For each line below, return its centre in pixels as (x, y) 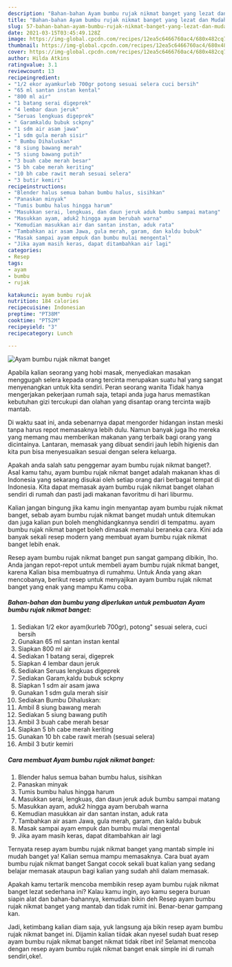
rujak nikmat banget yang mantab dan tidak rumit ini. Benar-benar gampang (115, 906)
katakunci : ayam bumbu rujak (50, 295)
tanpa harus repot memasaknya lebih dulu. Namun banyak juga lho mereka (114, 429)
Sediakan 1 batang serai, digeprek (66, 656)
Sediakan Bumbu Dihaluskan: (59, 700)
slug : (15, 26)
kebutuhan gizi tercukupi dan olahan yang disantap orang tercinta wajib (109, 402)
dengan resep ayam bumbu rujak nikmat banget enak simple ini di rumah (111, 949)
